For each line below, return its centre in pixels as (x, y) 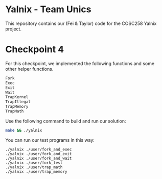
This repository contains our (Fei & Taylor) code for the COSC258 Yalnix (81, 23)
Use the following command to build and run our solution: (66, 121)
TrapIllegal (18, 102)
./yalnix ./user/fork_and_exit (39, 154)
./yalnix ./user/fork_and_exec (39, 149)
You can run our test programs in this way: (50, 140)
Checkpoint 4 (35, 50)
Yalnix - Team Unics (48, 9)
